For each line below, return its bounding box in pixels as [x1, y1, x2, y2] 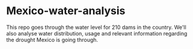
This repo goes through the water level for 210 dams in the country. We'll [6, 24, 186, 31]
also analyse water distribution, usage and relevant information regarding [6, 30, 188, 37]
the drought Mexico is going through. [6, 36, 98, 43]
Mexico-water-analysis [6, 4, 126, 18]
